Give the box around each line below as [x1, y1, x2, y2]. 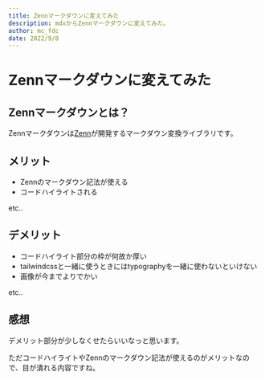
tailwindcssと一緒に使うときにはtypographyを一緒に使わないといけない [19, 261, 258, 271]
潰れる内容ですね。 [35, 362, 100, 372]
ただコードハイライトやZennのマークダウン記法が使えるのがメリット [8, 353, 236, 362]
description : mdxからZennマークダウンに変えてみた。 [8, 19, 170, 27]
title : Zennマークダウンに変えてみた [8, 11, 120, 20]
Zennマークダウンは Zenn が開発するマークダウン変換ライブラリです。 [8, 129, 238, 138]
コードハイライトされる [19, 187, 98, 197]
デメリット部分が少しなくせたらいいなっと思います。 [8, 335, 184, 345]
